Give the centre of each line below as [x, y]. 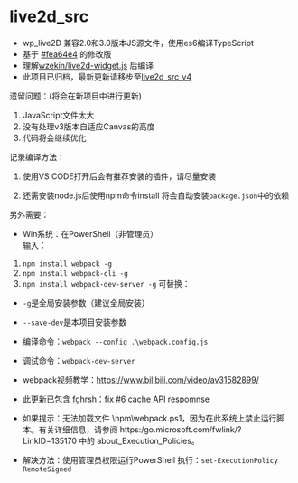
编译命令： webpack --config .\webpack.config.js [115, 341]
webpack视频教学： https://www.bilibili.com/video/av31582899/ [140, 379]
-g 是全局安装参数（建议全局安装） [86, 303]
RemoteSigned [47, 469]
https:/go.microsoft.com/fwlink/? [181, 429]
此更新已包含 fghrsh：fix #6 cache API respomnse [116, 399]
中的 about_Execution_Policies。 [140, 440]
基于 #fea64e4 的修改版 [67, 54]
